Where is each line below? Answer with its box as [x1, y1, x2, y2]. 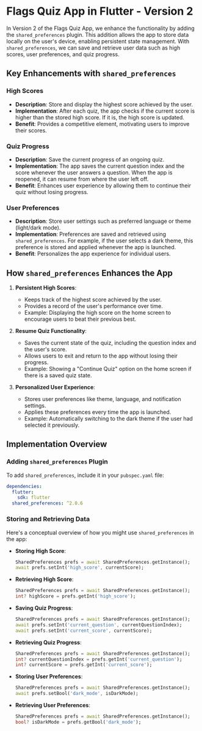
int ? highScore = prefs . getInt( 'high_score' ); [15, 593, 136, 599]
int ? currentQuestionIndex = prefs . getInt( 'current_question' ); [15, 656, 182, 662]
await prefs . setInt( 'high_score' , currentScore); [15, 564, 145, 571]
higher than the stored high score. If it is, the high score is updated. [15, 113, 185, 121]
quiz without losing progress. [15, 188, 88, 195]
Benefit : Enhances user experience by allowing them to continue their [15, 182, 191, 189]
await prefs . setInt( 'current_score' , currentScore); [15, 628, 153, 634]
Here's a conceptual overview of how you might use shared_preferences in [6, 528, 194, 536]
